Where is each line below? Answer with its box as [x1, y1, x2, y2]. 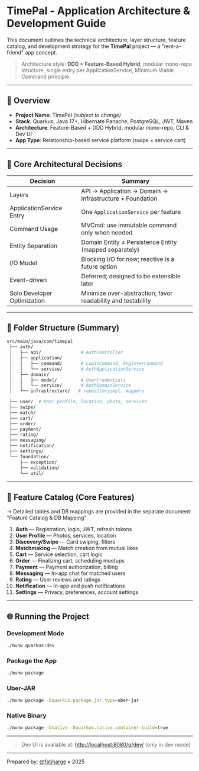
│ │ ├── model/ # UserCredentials [9, 377, 126, 383]
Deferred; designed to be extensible [81, 272, 181, 280]
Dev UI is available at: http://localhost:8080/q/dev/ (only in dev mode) [21, 741, 191, 748]
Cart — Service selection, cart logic [15, 551, 103, 558]
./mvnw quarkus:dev [6, 642, 55, 648]
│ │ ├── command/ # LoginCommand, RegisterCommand [9, 360, 163, 367]
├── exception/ [19, 459, 58, 465]
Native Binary [6, 712, 47, 720]
